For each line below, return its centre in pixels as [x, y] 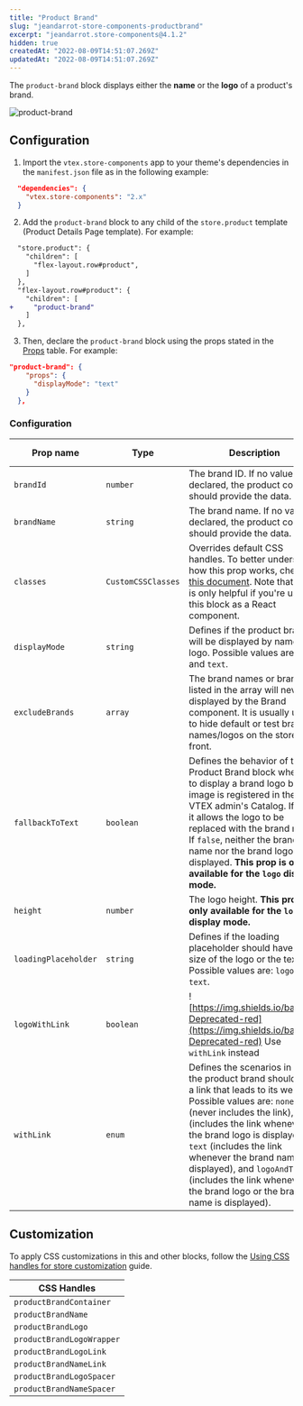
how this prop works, [233, 571]
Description [255, 452]
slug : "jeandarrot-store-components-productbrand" [106, 26]
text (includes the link [235, 1146]
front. [200, 746]
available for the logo [235, 873]
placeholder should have [241, 947]
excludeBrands [44, 712]
